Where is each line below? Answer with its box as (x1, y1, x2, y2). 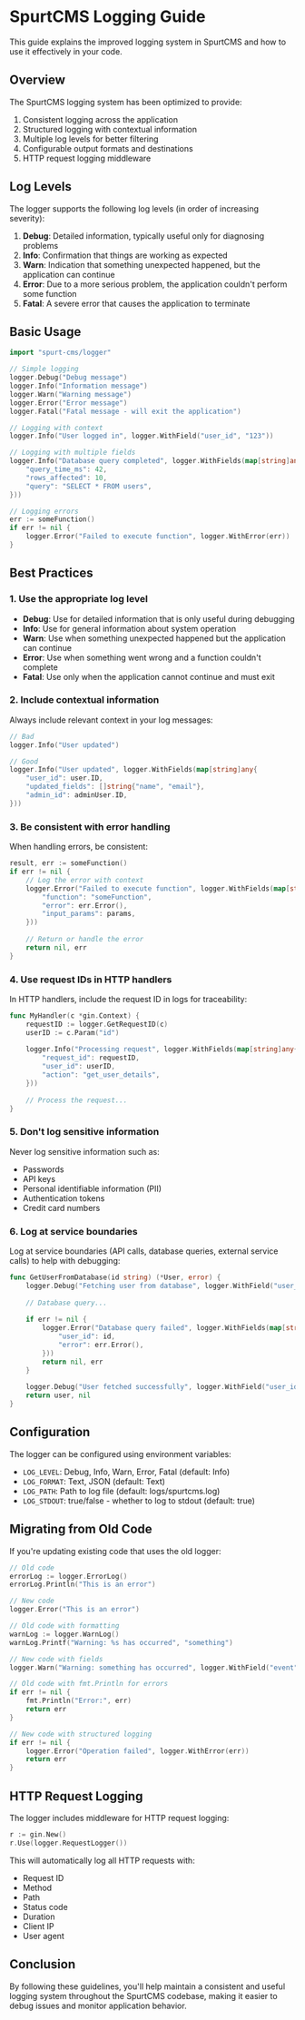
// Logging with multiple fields (9, 448, 136, 458)
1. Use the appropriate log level (9, 593, 148, 606)
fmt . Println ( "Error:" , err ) (25, 1696, 132, 1706)
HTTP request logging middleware (22, 153, 152, 163)
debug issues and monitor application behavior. (9, 2000, 188, 2011)
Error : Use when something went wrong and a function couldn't (22, 652, 261, 663)
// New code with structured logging (9, 1729, 152, 1739)
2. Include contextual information (9, 694, 160, 706)
